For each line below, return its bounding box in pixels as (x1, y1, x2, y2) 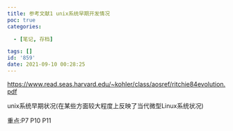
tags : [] (7, 48, 33, 55)
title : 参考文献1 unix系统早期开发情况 (7, 10, 110, 17)
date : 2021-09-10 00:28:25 (7, 61, 86, 68)
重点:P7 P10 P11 (7, 116, 51, 125)
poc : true (7, 17, 36, 24)
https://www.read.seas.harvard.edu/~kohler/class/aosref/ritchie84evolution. (7, 80, 226, 88)
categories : (7, 23, 42, 30)
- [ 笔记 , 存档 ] (13, 35, 54, 42)
